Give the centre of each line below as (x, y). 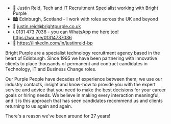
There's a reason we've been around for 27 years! (58, 116)
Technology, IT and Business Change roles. (51, 69)
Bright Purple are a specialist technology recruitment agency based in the (83, 53)
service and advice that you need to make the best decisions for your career (86, 90)
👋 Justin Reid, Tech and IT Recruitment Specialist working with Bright (85, 8)
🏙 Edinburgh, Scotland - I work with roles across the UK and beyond (85, 19)
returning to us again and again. (39, 106)
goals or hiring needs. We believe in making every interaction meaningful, (82, 95)
